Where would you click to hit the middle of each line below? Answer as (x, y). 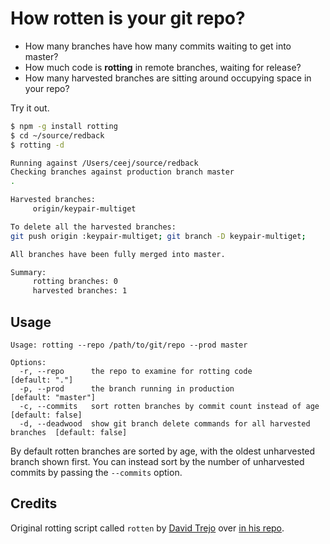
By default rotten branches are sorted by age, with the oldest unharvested (163, 451)
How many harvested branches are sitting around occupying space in (168, 78)
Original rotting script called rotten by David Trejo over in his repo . (147, 528)
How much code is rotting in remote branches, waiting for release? (163, 67)
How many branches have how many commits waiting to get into (158, 46)
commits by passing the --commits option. (96, 472)
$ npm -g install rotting (64, 126)
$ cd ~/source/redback (57, 135)
